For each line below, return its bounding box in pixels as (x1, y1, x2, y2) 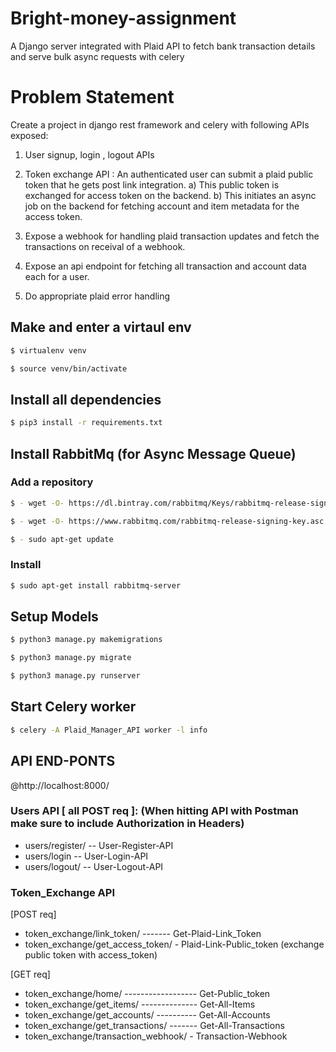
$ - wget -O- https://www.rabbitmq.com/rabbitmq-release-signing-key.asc (10, 516, 325, 526)
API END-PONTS (10, 753, 116, 770)
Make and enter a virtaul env (10, 319, 192, 336)
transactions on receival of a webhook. (24, 240, 186, 252)
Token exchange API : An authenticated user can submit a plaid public (24, 168, 314, 180)
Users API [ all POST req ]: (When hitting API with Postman (10, 804, 299, 818)
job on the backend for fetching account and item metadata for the (24, 200, 300, 212)
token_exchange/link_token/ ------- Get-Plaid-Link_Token (24, 928, 262, 940)
